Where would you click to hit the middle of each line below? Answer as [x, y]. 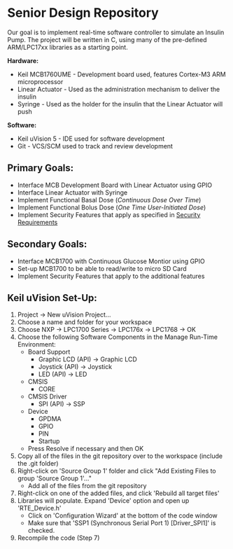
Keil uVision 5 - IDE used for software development [91, 139]
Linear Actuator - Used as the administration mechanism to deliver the [119, 89]
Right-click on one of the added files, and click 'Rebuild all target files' [118, 493]
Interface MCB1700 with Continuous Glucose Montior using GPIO [111, 261]
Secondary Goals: [47, 244]
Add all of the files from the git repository [87, 486]
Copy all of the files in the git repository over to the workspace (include [120, 456]
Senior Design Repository [83, 13]
